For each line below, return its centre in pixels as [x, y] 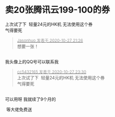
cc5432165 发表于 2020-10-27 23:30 [52, 72]
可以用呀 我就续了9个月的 [30, 99]
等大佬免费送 [19, 109]
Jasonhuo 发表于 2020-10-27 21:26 [50, 40]
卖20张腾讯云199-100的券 [57, 10]
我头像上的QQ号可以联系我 [32, 61]
